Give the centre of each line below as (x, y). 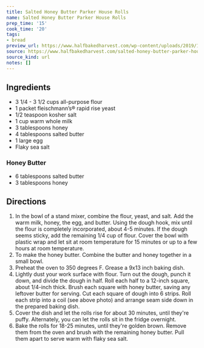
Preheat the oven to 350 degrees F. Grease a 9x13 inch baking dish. (100, 268)
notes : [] (19, 63)
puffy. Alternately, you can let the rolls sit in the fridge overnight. (96, 319)
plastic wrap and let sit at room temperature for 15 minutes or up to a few (106, 242)
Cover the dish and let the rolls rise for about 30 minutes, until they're (102, 313)
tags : (13, 35)
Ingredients (29, 87)
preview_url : (23, 46)
